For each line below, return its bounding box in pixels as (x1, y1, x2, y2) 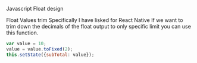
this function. (6, 29, 39, 36)
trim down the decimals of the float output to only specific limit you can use (6, 23, 192, 30)
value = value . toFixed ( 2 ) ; (6, 46, 73, 52)
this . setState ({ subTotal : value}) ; (6, 52, 95, 58)
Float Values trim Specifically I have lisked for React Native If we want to (6, 17, 183, 23)
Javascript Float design (6, 5, 64, 12)
